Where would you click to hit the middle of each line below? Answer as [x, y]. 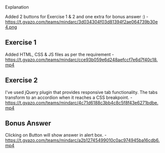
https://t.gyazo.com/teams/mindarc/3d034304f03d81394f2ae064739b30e [82, 22]
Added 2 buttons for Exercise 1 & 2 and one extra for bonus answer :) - [77, 16]
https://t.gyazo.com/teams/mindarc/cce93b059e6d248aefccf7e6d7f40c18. [82, 60]
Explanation [17, 7]
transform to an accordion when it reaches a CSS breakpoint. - [69, 97]
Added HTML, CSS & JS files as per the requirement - [60, 54]
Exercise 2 [21, 80]
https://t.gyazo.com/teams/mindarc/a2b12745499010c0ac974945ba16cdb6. [82, 140]
